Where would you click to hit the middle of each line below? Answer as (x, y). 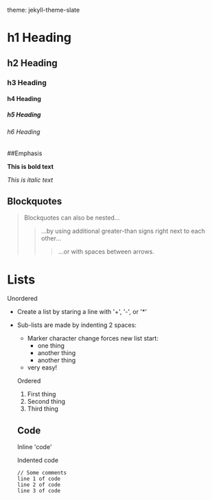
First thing (42, 394)
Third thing (43, 409)
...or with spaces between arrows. (106, 252)
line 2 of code (39, 485)
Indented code (38, 460)
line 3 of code (39, 491)
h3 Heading (27, 82)
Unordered (22, 299)
